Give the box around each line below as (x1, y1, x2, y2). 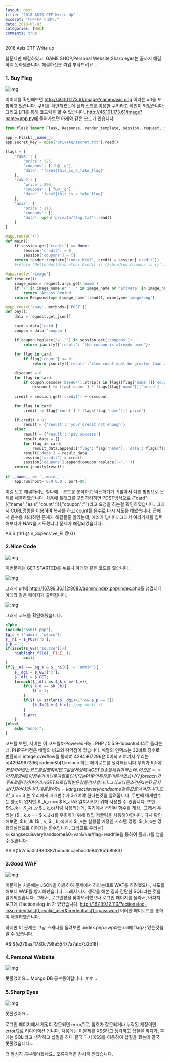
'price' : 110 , (23, 206, 53, 211)
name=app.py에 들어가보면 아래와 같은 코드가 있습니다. (5, 115, 115, 122)
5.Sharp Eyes (5, 989, 39, 996)
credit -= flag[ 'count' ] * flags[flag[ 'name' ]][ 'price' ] (23, 408, 146, 413)
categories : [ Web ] (5, 26, 44, 31)
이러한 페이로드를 (120, 907, 154, 913)
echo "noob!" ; (14, 726, 44, 731)
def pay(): (5, 309, 28, 314)
